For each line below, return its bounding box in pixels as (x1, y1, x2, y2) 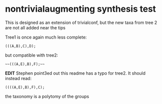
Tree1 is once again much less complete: (5, 34, 87, 40)
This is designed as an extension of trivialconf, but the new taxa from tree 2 (5, 20, 158, 25)
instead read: (5, 75, 32, 81)
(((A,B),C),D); (5, 43, 36, 48)
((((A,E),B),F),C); (5, 84, 45, 90)
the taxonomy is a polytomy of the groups (5, 93, 90, 99)
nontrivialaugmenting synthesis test (5, 3, 156, 15)
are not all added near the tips (5, 24, 66, 30)
